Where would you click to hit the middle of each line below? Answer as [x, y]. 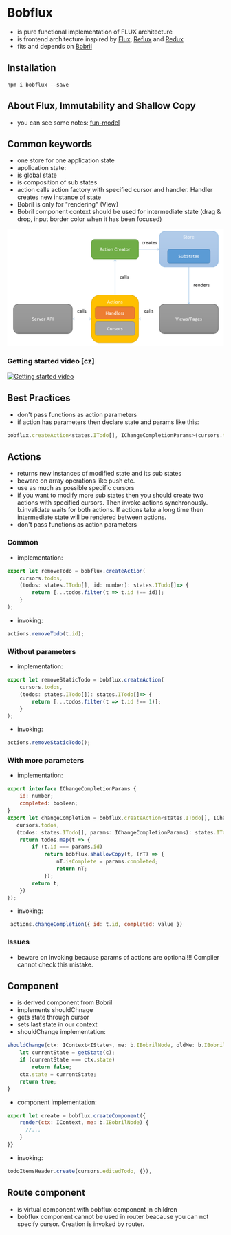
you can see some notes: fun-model [68, 123]
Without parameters [42, 651]
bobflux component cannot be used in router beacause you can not [113, 1216]
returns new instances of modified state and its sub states [99, 474]
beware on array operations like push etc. [76, 481]
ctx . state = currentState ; [58, 1074]
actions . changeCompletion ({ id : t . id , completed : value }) [97, 925]
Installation [32, 68]
